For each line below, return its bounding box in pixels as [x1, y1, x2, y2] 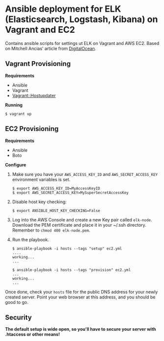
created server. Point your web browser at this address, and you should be [5, 294, 156, 300]
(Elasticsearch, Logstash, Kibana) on [5, 14, 158, 25]
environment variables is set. [12, 176, 70, 182]
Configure [5, 162, 26, 168]
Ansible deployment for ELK [5, 3, 121, 15]
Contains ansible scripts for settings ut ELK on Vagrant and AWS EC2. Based [5, 40, 160, 46]
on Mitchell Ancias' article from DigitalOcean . [5, 45, 96, 51]
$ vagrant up [5, 111, 32, 116]
